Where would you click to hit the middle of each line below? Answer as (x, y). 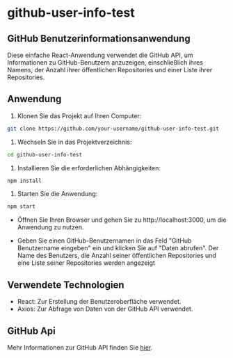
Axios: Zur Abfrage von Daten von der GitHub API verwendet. (105, 309)
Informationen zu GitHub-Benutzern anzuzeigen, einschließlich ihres (105, 63)
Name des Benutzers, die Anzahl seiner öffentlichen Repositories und (117, 256)
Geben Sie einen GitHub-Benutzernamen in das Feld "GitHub (104, 241)
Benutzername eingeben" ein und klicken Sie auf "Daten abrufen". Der (118, 248)
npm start (22, 206)
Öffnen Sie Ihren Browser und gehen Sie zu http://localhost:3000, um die (122, 220)
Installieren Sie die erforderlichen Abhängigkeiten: (89, 168)
